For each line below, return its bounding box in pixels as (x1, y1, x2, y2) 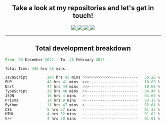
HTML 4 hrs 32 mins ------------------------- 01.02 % (5, 112, 161, 117)
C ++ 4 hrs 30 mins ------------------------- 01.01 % (5, 116, 161, 121)
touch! (73, 12, 93, 20)
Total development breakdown (35, 44, 131, 53)
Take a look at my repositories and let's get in (12, 4, 154, 12)
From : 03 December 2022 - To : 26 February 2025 (5, 57, 105, 62)
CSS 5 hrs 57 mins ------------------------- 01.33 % (5, 107, 161, 112)
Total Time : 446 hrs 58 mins (5, 66, 65, 71)
